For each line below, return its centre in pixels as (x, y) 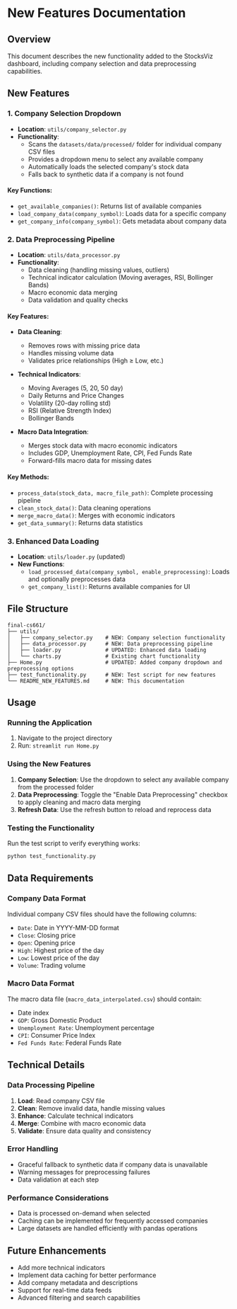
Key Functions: (30, 190)
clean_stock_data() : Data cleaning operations (84, 508)
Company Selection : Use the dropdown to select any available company (123, 779)
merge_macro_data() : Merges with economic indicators (96, 515)
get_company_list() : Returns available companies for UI (109, 586)
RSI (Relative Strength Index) (69, 411)
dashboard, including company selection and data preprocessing (102, 64)
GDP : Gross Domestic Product (60, 1020)
